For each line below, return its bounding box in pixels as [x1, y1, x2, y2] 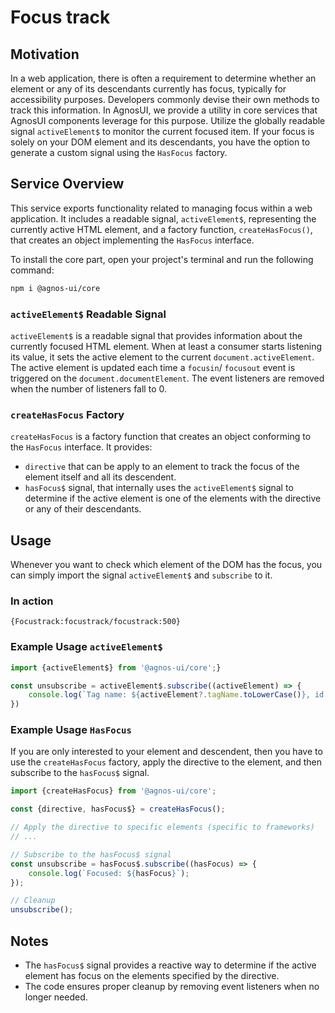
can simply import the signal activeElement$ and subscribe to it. [10, 569, 273, 581]
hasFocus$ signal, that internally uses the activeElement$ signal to [24, 482, 294, 494]
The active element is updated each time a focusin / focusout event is [10, 361, 296, 373]
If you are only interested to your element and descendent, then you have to [10, 746, 323, 758]
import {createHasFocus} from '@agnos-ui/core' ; [10, 786, 217, 796]
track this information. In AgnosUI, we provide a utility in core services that [10, 104, 318, 116]
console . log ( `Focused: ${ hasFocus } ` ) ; [28, 868, 190, 878]
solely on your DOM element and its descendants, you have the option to [10, 136, 311, 148]
